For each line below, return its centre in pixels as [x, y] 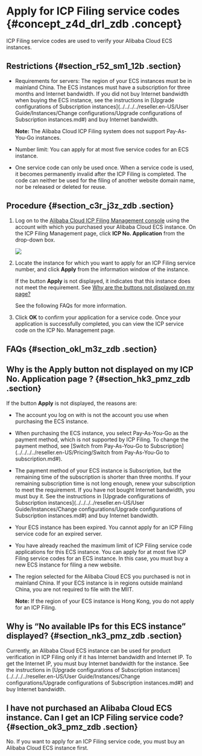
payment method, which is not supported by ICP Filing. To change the [102, 439]
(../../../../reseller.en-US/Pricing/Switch [62, 452]
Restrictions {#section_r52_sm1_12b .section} [94, 66]
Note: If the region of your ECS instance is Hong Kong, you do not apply [105, 601]
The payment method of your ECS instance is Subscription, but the [98, 470]
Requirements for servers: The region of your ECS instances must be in [103, 81]
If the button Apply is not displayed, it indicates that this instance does [103, 281]
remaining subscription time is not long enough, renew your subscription [105, 483]
